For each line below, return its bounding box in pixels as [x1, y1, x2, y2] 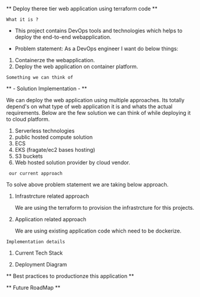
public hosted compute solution [14, 134, 93, 140]
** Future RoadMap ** [6, 284, 61, 291]
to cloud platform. [6, 116, 50, 123]
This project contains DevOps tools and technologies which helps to [14, 27, 183, 34]
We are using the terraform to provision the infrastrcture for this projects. [14, 204, 195, 211]
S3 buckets [14, 152, 43, 160]
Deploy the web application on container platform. [14, 63, 139, 70]
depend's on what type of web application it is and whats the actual [6, 103, 173, 110]
